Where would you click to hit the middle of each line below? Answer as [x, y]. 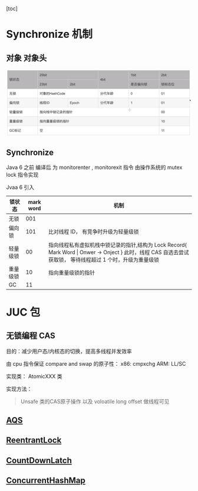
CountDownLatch [39, 460]
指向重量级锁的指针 [72, 272]
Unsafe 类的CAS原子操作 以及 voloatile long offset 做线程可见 [95, 401]
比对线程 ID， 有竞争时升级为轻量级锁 [94, 232]
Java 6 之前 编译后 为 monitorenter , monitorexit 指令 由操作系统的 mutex [94, 167]
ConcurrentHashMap [46, 481]
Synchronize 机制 [49, 34]
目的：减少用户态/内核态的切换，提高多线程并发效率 [69, 351]
